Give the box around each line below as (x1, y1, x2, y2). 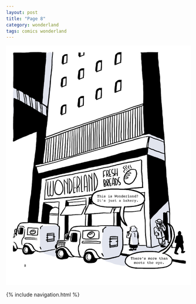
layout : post (6, 9, 38, 15)
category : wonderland (6, 22, 59, 28)
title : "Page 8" (6, 15, 46, 22)
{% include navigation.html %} (6, 291, 80, 298)
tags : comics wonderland (6, 28, 67, 34)
